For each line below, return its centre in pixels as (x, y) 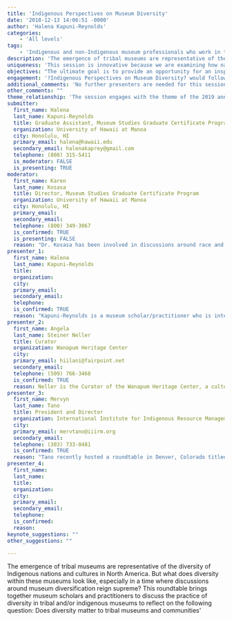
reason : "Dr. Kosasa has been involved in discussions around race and (119, 245)
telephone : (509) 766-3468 (52, 373)
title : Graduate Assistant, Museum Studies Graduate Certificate (109, 123)
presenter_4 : (26, 464)
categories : (24, 33)
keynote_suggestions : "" (43, 534)
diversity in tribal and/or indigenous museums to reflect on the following (109, 603)
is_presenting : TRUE (43, 168)
